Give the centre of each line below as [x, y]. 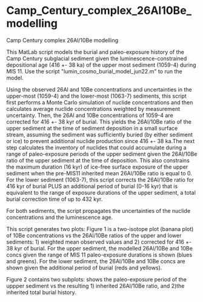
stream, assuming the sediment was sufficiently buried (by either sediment [99, 135]
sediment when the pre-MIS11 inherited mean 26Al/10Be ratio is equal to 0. [99, 173]
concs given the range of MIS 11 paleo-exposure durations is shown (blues [99, 255]
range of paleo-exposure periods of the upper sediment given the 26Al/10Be [102, 154]
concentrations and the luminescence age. [60, 217]
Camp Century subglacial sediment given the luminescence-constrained [97, 58]
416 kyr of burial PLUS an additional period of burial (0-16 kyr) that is [92, 186]
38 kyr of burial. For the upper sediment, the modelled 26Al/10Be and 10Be [99, 248]
